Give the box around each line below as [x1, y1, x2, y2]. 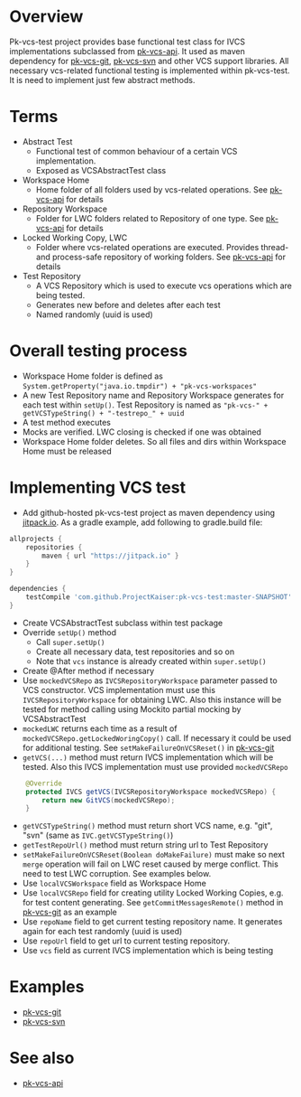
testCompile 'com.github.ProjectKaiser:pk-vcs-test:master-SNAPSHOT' [25, 593, 293, 602]
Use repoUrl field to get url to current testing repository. [22, 935, 231, 946]
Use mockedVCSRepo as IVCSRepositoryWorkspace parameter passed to [22, 675, 278, 686]
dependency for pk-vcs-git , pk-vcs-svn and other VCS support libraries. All [9, 55, 289, 66]
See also [9, 1048, 75, 1068]
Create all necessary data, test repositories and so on [35, 646, 235, 657]
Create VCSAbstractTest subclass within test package [22, 617, 223, 628]
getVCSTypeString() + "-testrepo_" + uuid [22, 408, 185, 417]
